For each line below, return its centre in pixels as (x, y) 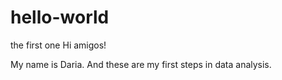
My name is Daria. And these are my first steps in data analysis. (141, 64)
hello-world (60, 17)
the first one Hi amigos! (58, 45)
